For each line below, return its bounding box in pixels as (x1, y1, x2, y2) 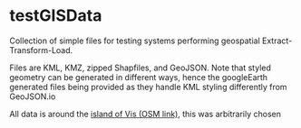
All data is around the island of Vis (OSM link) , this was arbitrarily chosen (9, 108, 282, 119)
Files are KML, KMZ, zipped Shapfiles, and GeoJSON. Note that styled (9, 62, 272, 73)
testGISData (9, 5, 102, 26)
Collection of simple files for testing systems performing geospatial (9, 35, 260, 46)
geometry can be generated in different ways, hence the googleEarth (9, 71, 268, 82)
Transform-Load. (9, 44, 73, 55)
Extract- (261, 35, 293, 46)
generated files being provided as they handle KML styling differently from (9, 81, 287, 92)
